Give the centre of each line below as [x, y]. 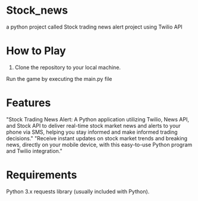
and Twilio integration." [34, 151]
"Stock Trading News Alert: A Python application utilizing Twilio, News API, [98, 119]
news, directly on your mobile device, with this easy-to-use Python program [99, 145]
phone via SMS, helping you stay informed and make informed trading [92, 132]
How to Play [36, 51]
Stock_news [37, 10]
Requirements [42, 175]
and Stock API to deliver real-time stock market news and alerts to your [94, 125]
